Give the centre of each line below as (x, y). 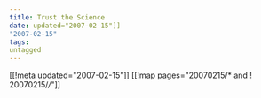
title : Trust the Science (57, 17)
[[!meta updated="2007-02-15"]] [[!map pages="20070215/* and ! (131, 75)
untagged (25, 50)
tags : (19, 42)
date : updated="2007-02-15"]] (65, 26)
